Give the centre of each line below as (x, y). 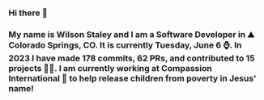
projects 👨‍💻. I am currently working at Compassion (110, 68)
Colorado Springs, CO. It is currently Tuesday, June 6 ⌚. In (125, 45)
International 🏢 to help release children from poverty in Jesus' (132, 78)
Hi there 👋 (28, 13)
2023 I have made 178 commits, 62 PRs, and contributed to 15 (132, 58)
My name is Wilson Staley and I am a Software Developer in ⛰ (132, 34)
